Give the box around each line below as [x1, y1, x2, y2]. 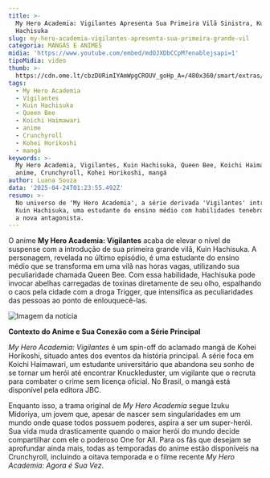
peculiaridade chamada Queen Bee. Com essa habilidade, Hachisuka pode [8, 270, 256, 280]
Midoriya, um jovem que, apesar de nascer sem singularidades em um [8, 410, 241, 419]
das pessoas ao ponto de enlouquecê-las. [8, 295, 148, 306]
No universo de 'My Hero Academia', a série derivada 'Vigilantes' [15, 199, 247, 207]
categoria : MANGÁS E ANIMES [8, 42, 103, 50]
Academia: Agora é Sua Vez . [8, 460, 104, 471]
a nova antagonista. [15, 214, 84, 222]
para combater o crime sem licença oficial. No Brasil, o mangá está [8, 377, 231, 386]
